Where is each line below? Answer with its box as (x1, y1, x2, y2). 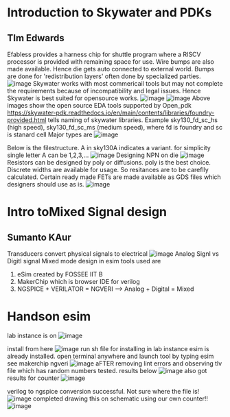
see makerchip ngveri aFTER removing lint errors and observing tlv (7, 359, 222, 368)
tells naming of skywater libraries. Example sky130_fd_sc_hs (47, 116, 218, 124)
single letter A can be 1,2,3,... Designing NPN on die (7, 151, 179, 159)
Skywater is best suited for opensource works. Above (7, 94, 211, 102)
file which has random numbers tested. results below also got (7, 366, 207, 374)
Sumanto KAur (7, 231, 71, 243)
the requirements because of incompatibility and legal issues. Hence (7, 87, 201, 95)
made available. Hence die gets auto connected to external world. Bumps (7, 65, 215, 73)
